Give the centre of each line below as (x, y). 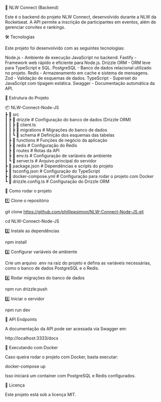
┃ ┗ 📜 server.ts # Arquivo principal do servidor (51, 161)
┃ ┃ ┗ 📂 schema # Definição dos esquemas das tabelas (60, 135)
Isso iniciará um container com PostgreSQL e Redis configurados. (70, 376)
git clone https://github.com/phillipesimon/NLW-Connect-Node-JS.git (74, 212)
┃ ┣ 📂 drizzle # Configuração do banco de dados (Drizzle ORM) (68, 120)
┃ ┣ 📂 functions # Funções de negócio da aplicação (56, 140)
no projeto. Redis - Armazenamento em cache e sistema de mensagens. (77, 73)
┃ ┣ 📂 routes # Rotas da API (32, 151)
